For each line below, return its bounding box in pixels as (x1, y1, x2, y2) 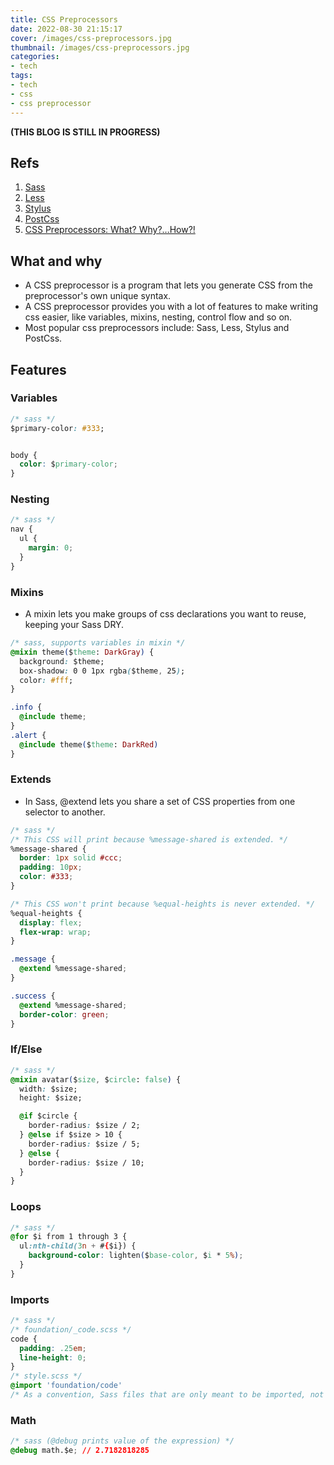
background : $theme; (19, 656, 105, 666)
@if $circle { (19, 1111, 78, 1121)
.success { (10, 991, 56, 1001)
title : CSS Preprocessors (10, 14, 118, 25)
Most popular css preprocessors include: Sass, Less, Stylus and (24, 322, 290, 334)
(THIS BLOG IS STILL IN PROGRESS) (10, 126, 161, 138)
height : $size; (19, 1093, 83, 1103)
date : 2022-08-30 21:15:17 (10, 24, 123, 34)
